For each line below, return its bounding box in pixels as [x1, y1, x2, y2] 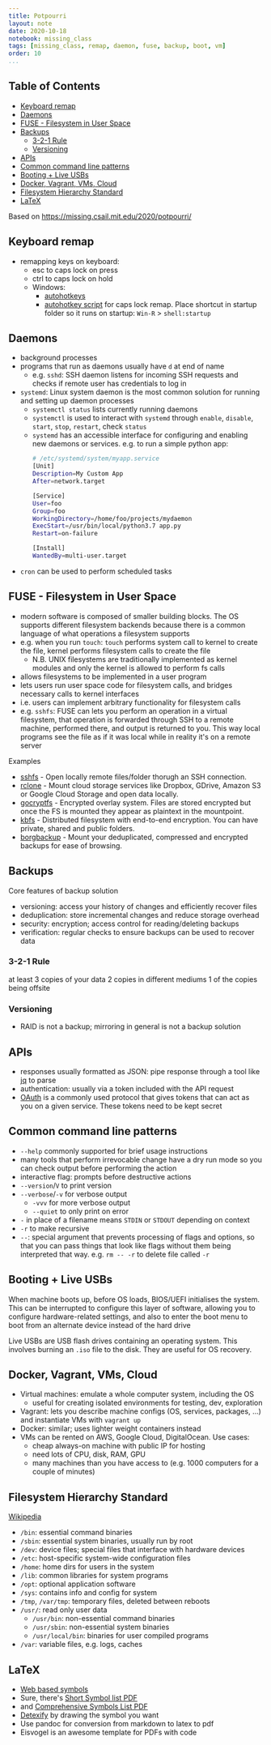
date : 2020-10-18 [8, 27, 67, 35]
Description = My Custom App [32, 470, 124, 478]
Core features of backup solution [8, 885, 119, 895]
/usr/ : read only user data [19, 1605, 108, 1615]
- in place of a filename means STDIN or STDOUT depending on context [19, 1214, 251, 1224]
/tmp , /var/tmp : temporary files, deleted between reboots [19, 1597, 210, 1606]
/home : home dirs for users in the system [19, 1562, 155, 1572]
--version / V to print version [19, 1180, 112, 1190]
